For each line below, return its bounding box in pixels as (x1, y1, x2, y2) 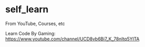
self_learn (5, 4, 49, 15)
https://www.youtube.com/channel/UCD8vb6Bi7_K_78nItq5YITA (5, 36, 139, 42)
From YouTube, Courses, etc (5, 20, 65, 27)
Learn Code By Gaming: (5, 30, 56, 36)
